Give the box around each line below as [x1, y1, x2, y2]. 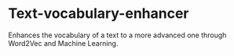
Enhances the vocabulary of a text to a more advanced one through [8, 30, 227, 40]
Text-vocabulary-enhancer [8, 5, 190, 23]
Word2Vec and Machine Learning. [8, 38, 119, 47]
